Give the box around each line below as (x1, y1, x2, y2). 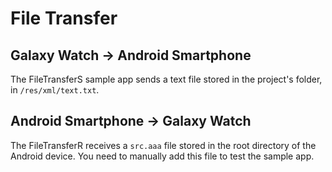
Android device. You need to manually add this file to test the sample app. (10, 150, 315, 162)
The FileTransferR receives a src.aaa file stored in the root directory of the (10, 139, 317, 151)
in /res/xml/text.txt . (10, 84, 100, 96)
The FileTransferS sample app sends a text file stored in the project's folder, (10, 73, 323, 85)
